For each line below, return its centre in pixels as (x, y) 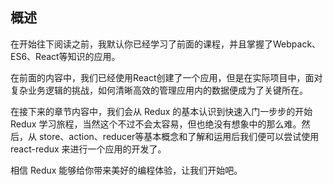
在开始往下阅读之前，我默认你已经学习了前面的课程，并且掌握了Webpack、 (166, 44)
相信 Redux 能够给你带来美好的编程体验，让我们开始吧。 (126, 170)
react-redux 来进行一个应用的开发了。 (88, 149)
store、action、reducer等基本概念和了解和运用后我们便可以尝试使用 (179, 136)
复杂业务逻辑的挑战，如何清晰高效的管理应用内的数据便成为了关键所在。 (159, 90)
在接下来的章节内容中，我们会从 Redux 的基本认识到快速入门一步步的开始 (161, 111)
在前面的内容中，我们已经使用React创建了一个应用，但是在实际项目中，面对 (166, 77)
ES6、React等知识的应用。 (65, 56)
